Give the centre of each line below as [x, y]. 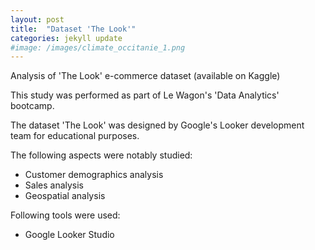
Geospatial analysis [65, 196]
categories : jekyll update [66, 38]
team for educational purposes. [75, 136]
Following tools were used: [65, 215]
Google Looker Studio [69, 235]
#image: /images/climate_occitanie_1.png [98, 47]
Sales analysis [54, 185]
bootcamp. [32, 106]
